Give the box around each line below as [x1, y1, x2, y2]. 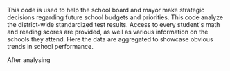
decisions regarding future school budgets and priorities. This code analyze [7, 13, 224, 21]
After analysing [7, 56, 51, 64]
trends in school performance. [7, 43, 94, 50]
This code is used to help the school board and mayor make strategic [7, 6, 205, 14]
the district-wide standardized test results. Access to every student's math [7, 21, 220, 28]
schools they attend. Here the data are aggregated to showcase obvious [7, 35, 213, 43]
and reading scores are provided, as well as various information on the [7, 28, 209, 36]
